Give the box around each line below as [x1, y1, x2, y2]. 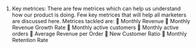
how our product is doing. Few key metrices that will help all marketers [11, 11, 187, 18]
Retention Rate [11, 37, 49, 43]
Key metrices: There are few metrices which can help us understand [11, 5, 181, 12]
